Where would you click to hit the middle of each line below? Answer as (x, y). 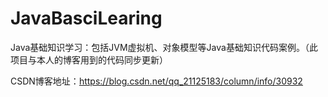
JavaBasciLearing (86, 18)
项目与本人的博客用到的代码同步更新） (89, 59)
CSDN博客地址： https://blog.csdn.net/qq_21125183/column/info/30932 (156, 81)
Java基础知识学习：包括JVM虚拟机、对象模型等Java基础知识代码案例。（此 (164, 47)
